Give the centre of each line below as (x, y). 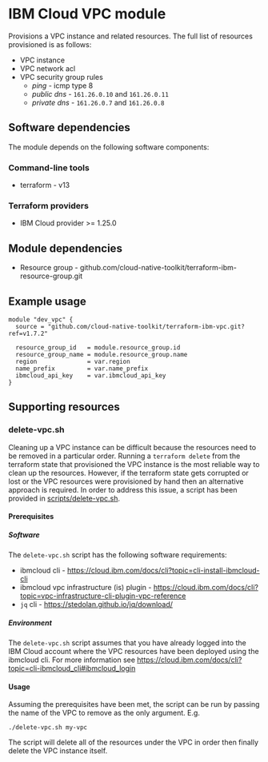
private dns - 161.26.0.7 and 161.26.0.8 (98, 102)
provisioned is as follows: (50, 44)
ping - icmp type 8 (62, 86)
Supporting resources (64, 407)
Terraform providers (49, 205)
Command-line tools (49, 167)
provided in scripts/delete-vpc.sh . (64, 498)
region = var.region (73, 361)
